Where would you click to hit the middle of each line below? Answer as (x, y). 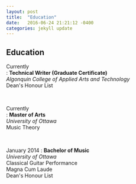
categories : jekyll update (39, 28)
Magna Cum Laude (29, 169)
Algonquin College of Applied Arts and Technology (68, 79)
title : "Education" (32, 17)
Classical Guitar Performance (42, 163)
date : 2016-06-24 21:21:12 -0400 (50, 23)
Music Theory (23, 128)
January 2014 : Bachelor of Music (48, 150)
